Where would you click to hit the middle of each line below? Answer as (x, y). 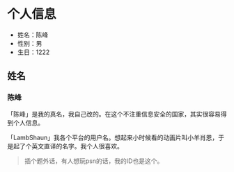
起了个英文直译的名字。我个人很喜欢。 (68, 146)
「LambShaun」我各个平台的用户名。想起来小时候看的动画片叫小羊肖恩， (113, 137)
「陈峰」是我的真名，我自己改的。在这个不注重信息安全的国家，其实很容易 (114, 114)
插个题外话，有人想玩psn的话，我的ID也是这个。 (94, 161)
